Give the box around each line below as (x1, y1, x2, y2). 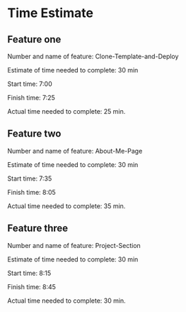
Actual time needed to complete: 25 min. (7, 107, 126, 115)
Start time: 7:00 (7, 80, 53, 88)
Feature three (7, 222, 69, 235)
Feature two (7, 128, 62, 140)
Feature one (7, 33, 62, 45)
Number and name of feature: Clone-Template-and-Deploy (7, 52, 179, 60)
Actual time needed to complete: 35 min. (7, 201, 126, 210)
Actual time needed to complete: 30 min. (7, 296, 126, 305)
